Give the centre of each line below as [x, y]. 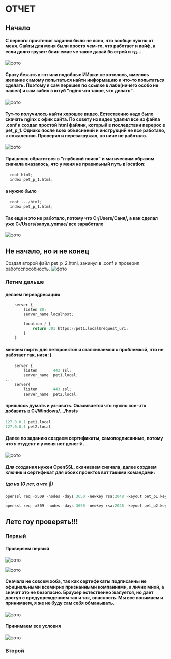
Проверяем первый [27, 548]
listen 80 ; [35, 310]
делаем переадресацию [33, 294]
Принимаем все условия [33, 626]
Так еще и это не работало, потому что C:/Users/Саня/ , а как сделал [82, 218]
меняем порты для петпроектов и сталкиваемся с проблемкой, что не [84, 349]
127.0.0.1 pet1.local [28, 422]
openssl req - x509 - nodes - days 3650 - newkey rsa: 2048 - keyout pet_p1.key [86, 496]
